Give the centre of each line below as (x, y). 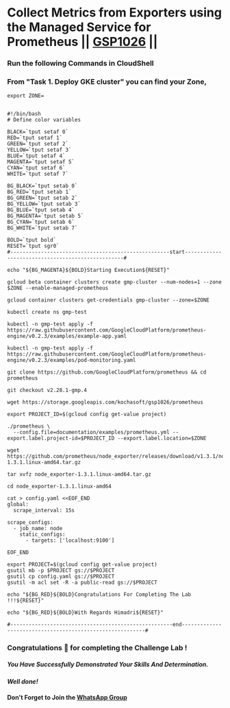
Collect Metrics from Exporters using (115, 13)
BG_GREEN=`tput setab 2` (42, 198)
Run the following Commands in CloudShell (80, 63)
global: (18, 505)
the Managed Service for (79, 27)
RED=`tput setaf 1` (35, 138)
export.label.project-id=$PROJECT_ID (61, 438)
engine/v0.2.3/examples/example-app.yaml (67, 336)
